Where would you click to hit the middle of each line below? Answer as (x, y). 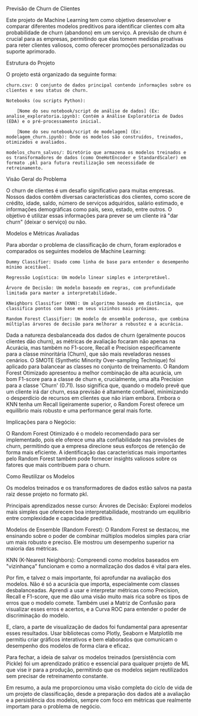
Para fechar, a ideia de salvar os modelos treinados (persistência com (91, 657)
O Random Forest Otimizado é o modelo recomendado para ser (83, 433)
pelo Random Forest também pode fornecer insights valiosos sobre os (92, 459)
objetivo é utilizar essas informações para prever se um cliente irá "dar (92, 216)
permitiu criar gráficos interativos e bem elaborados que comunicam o (92, 639)
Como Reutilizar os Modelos (40, 476)
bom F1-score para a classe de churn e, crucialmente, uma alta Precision (95, 379)
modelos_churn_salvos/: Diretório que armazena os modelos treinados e (96, 153)
